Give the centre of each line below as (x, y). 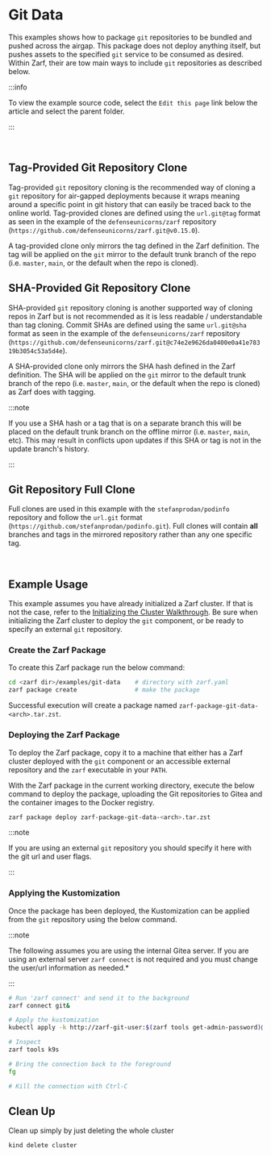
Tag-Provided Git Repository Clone (98, 168)
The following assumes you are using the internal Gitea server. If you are (129, 950)
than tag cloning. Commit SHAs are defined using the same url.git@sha (128, 325)
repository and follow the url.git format (75, 518)
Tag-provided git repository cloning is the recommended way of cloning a (132, 187)
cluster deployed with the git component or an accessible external (120, 761)
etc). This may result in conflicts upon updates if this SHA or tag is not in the (135, 440)
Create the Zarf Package (57, 651)
